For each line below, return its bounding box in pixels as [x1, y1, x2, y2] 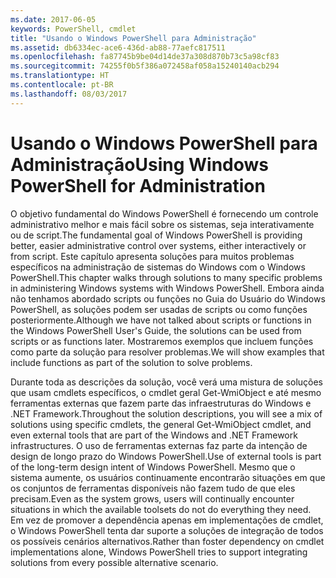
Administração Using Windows [10, 153, 269, 176]
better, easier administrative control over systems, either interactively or [10, 239, 307, 251]
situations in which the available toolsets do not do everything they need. [10, 503, 312, 515]
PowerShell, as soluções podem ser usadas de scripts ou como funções [10, 303, 308, 315]
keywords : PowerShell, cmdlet [10, 24, 137, 34]
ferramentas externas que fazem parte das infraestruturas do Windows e [10, 397, 312, 409]
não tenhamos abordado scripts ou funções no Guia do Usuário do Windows [10, 292, 326, 305]
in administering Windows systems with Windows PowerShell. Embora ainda [10, 282, 325, 294]
